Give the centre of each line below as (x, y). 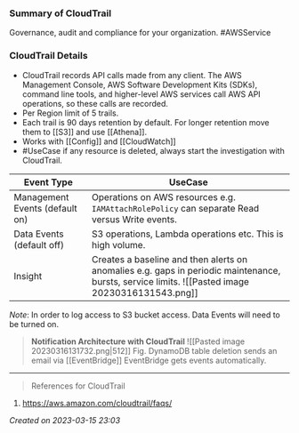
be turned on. (34, 324)
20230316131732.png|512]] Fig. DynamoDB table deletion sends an (154, 350)
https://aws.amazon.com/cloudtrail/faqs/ (97, 403)
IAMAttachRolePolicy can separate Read (176, 208)
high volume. (119, 245)
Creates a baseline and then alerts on (170, 259)
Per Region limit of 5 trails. (70, 113)
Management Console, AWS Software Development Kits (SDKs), (140, 84)
